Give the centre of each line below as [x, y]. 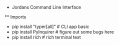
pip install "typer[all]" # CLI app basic [50, 26]
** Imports [15, 17]
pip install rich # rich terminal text [46, 37]
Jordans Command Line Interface [46, 7]
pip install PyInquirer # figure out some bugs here [63, 32]
